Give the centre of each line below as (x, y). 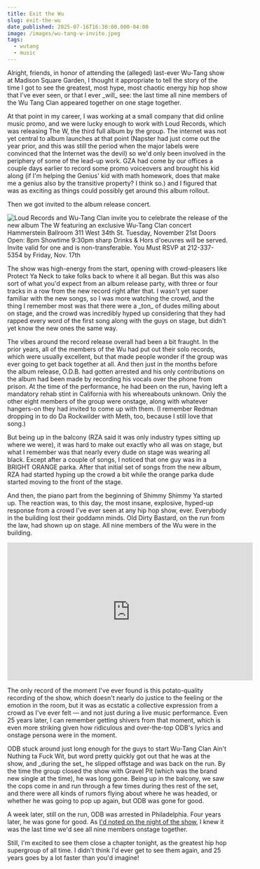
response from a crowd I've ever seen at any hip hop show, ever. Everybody (117, 510)
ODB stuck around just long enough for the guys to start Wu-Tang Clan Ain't (117, 748)
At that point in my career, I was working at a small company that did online (116, 116)
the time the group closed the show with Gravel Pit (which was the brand (112, 771)
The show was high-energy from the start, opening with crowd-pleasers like (117, 268)
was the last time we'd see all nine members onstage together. (97, 829)
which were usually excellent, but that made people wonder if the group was (117, 356)
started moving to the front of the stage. (65, 481)
